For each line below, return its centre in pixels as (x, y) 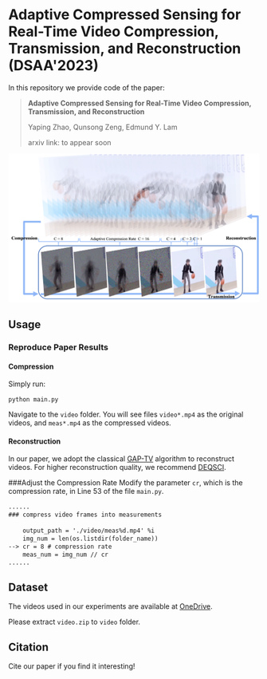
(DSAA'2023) (53, 66)
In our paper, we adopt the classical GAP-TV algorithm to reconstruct (122, 459)
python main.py (33, 400)
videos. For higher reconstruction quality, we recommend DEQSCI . (118, 468)
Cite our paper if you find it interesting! (72, 666)
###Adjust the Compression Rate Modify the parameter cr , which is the (126, 483)
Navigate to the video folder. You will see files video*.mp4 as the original (126, 415)
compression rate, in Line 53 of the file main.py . (86, 491)
